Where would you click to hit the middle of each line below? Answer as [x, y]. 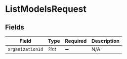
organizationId [25, 49]
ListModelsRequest [46, 9]
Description [105, 41]
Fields [15, 27]
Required [76, 41]
